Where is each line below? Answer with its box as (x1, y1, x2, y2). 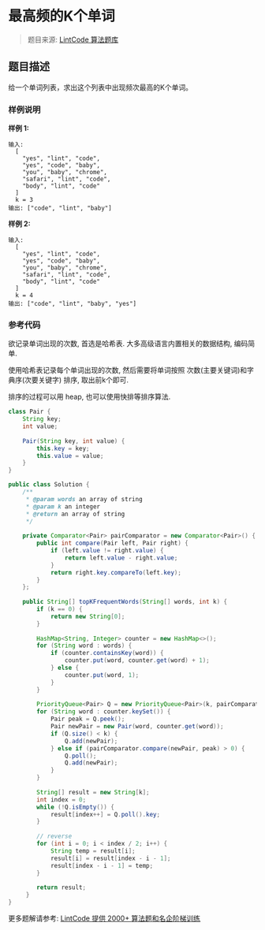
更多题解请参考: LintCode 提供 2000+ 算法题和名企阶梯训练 (8, 913, 201, 923)
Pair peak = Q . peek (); (50, 715, 125, 724)
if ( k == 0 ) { (36, 605, 83, 613)
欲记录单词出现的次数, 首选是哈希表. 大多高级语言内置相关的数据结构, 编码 (8, 339, 248, 348)
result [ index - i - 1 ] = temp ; (50, 861, 154, 869)
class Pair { (8, 407, 51, 416)
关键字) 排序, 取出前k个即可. (38, 375, 129, 385)
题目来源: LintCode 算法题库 (27, 35, 119, 44)
